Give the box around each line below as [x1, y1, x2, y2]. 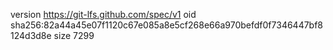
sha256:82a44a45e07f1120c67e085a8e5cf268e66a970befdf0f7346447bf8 [10, 19, 324, 31]
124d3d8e [10, 30, 52, 41]
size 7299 [53, 30, 95, 41]
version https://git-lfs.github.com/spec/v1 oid [10, 9, 197, 20]
